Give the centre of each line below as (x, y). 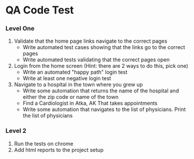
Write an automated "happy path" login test (75, 72)
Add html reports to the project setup (59, 150)
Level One (20, 29)
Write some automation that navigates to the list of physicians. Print (104, 109)
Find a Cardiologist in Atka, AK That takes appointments (90, 103)
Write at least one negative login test (67, 78)
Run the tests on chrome (44, 143)
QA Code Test (40, 10)
